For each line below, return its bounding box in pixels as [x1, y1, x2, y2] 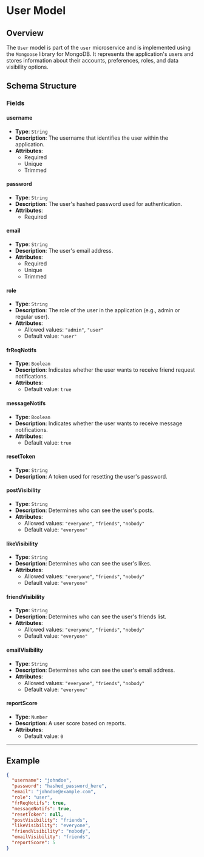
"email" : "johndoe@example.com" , [12, 789, 97, 795]
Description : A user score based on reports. [15, 719, 126, 726]
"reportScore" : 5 [12, 839, 56, 846]
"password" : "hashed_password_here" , [12, 783, 107, 790]
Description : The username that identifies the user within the [15, 134, 169, 142]
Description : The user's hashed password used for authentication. [15, 200, 182, 207]
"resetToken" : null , [12, 811, 64, 818]
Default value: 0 [24, 732, 64, 740]
